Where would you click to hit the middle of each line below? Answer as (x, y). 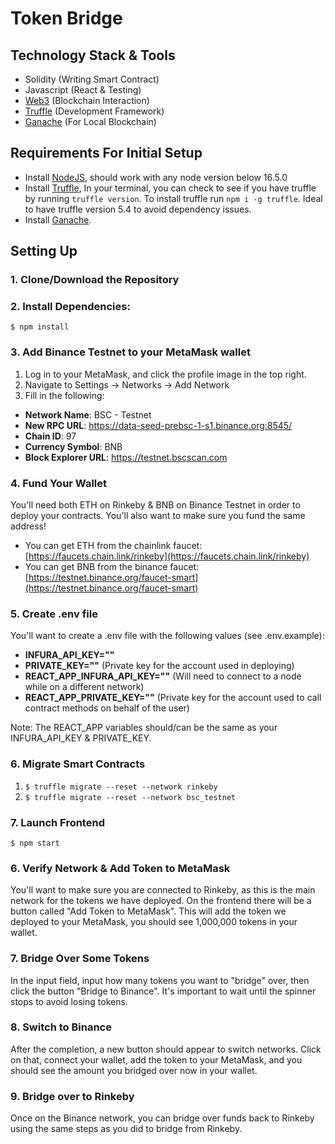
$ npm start (35, 843)
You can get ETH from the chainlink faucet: (113, 546)
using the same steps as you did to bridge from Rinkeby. (126, 1129)
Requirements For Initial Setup (106, 153)
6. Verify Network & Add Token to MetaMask (120, 868)
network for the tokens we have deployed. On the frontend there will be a (161, 901)
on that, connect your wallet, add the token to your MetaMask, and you (156, 1059)
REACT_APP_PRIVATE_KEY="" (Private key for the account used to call (173, 698)
